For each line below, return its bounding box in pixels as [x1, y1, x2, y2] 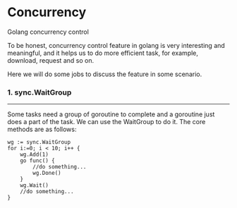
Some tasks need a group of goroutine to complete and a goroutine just [7, 110, 215, 118]
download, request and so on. [7, 56, 94, 64]
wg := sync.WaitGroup [7, 139, 71, 146]
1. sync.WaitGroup [7, 87, 72, 97]
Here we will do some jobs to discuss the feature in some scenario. [7, 70, 202, 78]
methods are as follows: [7, 125, 77, 134]
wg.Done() [32, 170, 61, 177]
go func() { [20, 157, 55, 164]
